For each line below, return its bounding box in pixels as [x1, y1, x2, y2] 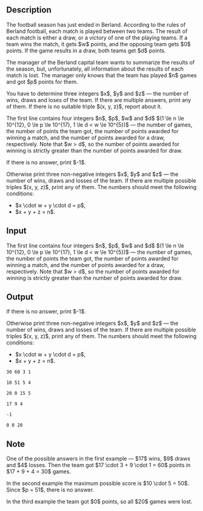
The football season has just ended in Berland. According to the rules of [6, 21, 186, 28]
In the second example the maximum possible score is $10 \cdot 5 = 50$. [6, 480, 190, 487]
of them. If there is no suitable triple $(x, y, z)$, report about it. [6, 103, 162, 110]
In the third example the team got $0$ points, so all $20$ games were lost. [6, 498, 193, 506]
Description [6, 5, 52, 15]
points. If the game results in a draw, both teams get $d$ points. [6, 47, 167, 54]
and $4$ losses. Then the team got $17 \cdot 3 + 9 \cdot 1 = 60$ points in [6, 462, 191, 469]
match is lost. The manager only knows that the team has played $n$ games [6, 71, 197, 78]
